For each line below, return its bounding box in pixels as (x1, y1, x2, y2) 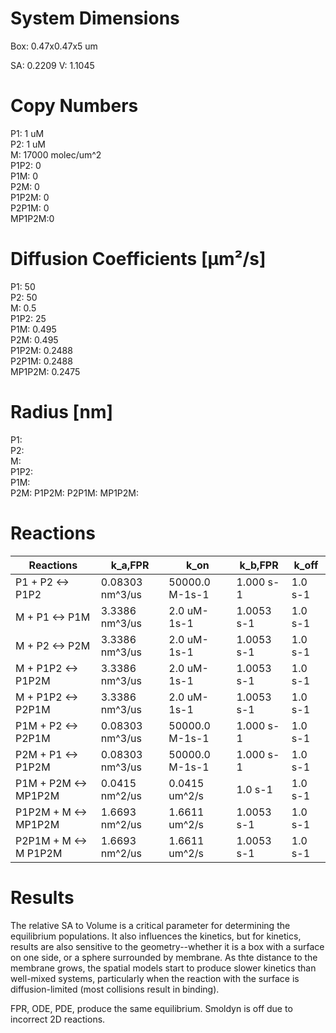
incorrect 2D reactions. (10, 1013, 106, 1025)
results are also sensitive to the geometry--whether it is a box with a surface (10, 940, 325, 952)
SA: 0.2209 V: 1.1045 (10, 59, 95, 71)
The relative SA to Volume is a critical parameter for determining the (10, 919, 291, 931)
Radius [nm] (10, 401, 114, 423)
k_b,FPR (239, 558, 279, 572)
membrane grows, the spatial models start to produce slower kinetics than (10, 962, 317, 974)
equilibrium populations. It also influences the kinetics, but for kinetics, (10, 930, 302, 942)
